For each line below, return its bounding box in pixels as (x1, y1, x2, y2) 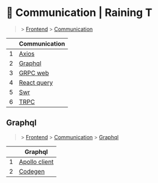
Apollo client (18, 158, 54, 166)
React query (18, 78, 53, 86)
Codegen (18, 167, 45, 175)
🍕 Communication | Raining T (6, 6, 153, 20)
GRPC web (18, 69, 49, 77)
